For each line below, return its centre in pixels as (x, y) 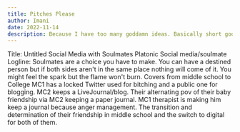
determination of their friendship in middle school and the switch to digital (116, 115)
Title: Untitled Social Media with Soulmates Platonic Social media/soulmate (117, 54)
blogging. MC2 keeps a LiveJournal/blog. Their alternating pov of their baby (119, 92)
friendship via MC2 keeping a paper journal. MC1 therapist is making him (114, 100)
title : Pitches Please (41, 14)
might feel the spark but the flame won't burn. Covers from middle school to (119, 77)
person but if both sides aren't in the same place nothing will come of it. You (120, 69)
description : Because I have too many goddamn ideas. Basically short (115, 34)
